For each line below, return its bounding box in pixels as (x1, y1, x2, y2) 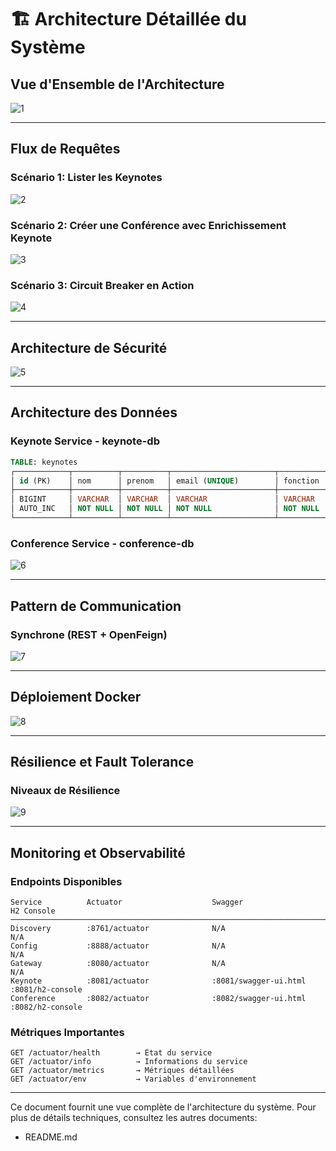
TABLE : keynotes (10, 457, 78, 467)
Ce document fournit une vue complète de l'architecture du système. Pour (10, 1101, 317, 1113)
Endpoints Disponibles (10, 874, 123, 888)
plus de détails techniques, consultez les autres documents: (10, 1112, 258, 1124)
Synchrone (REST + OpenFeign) (10, 627, 168, 641)
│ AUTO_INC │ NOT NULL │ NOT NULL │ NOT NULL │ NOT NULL (10, 504, 320, 514)
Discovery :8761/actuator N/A (10, 924, 226, 934)
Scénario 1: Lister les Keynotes (10, 171, 163, 185)
